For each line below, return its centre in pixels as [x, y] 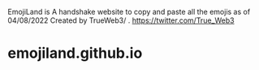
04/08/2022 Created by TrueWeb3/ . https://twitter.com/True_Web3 [121, 20]
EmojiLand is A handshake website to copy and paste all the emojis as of [129, 12]
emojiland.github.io [75, 53]
